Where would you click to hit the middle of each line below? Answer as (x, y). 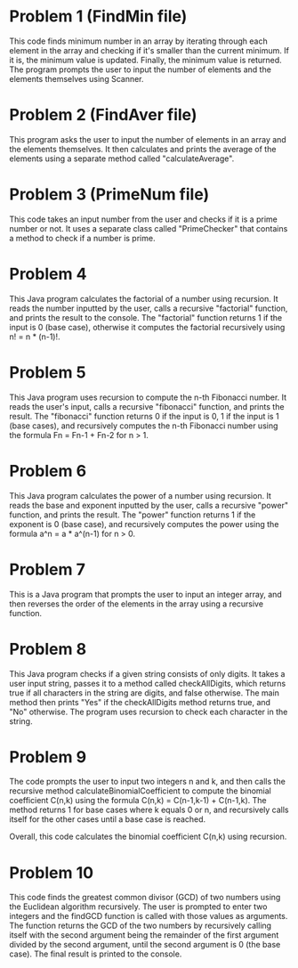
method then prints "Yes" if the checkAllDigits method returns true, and (140, 702)
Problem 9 (48, 757)
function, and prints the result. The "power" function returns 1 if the (133, 515)
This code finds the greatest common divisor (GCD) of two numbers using (145, 898)
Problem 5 (48, 372)
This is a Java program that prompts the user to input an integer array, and (145, 594)
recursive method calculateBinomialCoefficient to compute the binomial (140, 791)
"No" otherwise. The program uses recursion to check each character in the (149, 712)
